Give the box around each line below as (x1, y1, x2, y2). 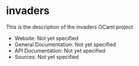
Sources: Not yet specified (14, 53, 79, 60)
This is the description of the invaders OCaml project (6, 23, 133, 30)
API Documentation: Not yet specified (14, 47, 106, 54)
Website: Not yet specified (14, 34, 79, 41)
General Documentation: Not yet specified (14, 41, 116, 48)
